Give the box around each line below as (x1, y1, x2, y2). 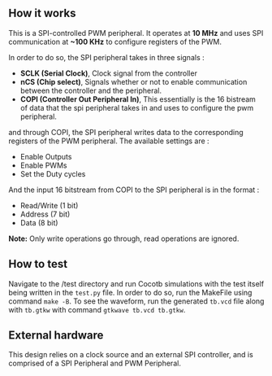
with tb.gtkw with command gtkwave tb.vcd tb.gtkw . (8, 304, 186, 314)
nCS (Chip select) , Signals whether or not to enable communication (19, 77, 248, 86)
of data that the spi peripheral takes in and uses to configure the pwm (19, 103, 254, 112)
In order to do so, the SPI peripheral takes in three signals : (8, 52, 205, 62)
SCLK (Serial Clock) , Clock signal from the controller (19, 68, 197, 78)
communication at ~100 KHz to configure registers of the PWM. (8, 37, 222, 46)
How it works (8, 7, 76, 20)
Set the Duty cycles (19, 168, 86, 178)
